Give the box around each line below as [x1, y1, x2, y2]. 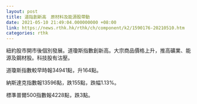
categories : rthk [6, 30, 49, 36]
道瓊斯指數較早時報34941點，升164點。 [6, 67, 102, 74]
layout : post [6, 8, 38, 15]
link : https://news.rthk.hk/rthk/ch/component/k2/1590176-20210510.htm [6, 25, 185, 31]
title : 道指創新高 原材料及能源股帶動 [6, 14, 90, 20]
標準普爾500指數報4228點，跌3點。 [6, 92, 94, 99]
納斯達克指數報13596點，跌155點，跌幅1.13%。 [6, 79, 120, 86]
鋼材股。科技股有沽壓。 [16, 54, 73, 61]
